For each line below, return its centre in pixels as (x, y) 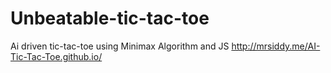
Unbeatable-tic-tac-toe (110, 18)
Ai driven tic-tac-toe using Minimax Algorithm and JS (120, 46)
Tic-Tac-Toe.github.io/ (56, 56)
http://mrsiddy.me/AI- (276, 46)
